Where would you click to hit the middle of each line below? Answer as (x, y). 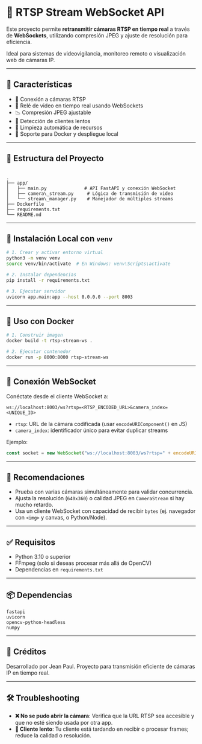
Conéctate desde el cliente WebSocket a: (57, 396)
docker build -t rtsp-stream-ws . (50, 341)
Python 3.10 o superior (43, 557)
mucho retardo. (34, 505)
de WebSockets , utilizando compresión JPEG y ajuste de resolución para (97, 35)
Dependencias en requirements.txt (59, 570)
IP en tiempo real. (28, 673)
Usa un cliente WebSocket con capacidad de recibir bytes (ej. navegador (105, 511)
